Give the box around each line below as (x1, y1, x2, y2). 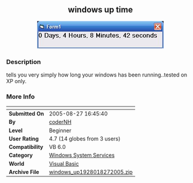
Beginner (48, 127, 72, 134)
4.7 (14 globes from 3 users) (48, 135, 121, 142)
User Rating (8, 135, 39, 142)
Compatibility (8, 144, 44, 151)
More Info (6, 93, 35, 101)
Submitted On (8, 110, 44, 117)
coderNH (48, 118, 72, 126)
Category (8, 152, 33, 159)
